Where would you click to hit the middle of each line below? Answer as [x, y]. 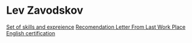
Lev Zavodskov [45, 10]
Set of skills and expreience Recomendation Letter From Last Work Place [96, 27]
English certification [31, 33]
